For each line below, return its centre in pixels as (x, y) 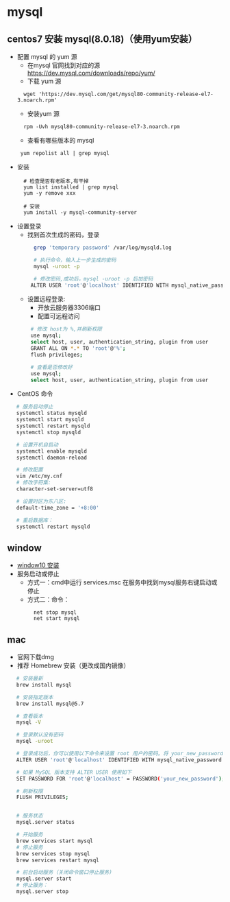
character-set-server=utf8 (55, 489)
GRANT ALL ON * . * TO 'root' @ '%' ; (78, 348)
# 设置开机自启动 (37, 444)
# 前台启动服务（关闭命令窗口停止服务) (64, 873)
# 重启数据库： (35, 520)
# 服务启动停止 (35, 407)
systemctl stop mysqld (48, 432)
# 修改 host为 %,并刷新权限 (66, 329)
